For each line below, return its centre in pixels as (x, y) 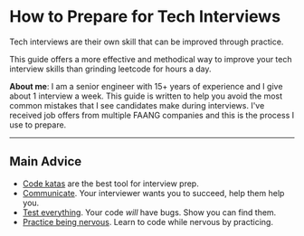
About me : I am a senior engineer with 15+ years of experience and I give (146, 86)
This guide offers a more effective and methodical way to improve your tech (151, 59)
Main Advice (46, 161)
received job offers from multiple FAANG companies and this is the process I (152, 115)
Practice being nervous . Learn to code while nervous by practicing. (148, 222)
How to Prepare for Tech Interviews (145, 17)
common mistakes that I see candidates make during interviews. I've (137, 105)
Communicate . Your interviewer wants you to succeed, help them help (153, 193)
